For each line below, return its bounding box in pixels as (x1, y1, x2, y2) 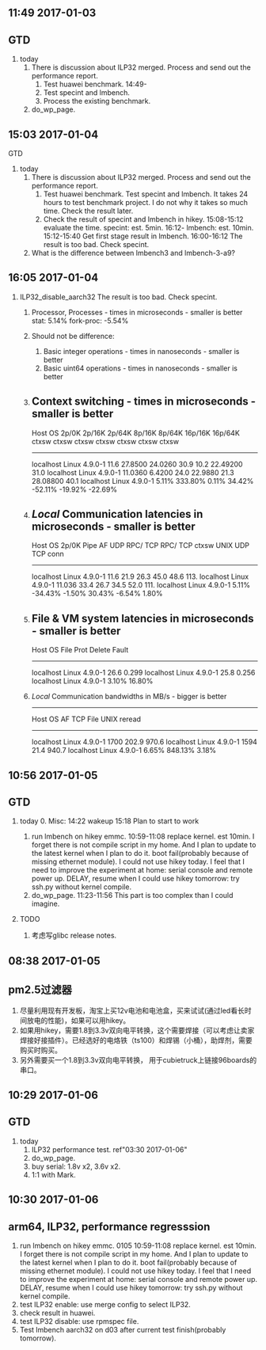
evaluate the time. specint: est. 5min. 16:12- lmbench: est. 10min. (43, 223, 254, 233)
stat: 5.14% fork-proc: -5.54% (31, 316, 129, 325)
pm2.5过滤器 (8, 983, 73, 997)
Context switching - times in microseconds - (31, 395, 256, 409)
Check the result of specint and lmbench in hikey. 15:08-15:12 (43, 215, 244, 224)
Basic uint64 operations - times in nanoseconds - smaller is (43, 363, 237, 373)
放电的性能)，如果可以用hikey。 (26, 1015, 131, 1025)
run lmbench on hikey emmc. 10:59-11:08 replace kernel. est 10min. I (31, 831, 255, 842)
